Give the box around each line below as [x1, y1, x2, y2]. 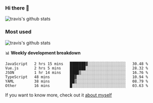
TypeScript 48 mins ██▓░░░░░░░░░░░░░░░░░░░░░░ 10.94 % [5, 74, 149, 79]
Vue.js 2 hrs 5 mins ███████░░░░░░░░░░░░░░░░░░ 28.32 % [5, 65, 149, 70]
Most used [5, 28, 31, 35]
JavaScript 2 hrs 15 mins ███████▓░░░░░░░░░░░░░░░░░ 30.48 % [5, 61, 149, 66]
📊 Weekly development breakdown [5, 49, 81, 55]
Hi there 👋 [5, 4, 30, 11]
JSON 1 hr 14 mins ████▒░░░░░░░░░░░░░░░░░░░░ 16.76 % [5, 70, 149, 75]
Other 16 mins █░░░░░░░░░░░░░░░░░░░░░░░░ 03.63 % [5, 83, 149, 88]
